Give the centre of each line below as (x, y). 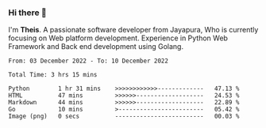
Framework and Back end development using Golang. (96, 47)
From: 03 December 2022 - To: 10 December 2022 (89, 61)
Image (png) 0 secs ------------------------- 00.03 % (124, 117)
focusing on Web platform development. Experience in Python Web (118, 38)
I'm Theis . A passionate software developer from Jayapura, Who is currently (133, 30)
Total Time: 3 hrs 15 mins (53, 75)
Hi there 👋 (28, 13)
